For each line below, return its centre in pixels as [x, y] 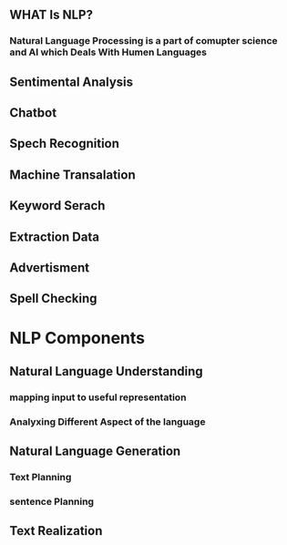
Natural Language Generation [95, 452]
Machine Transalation [72, 175]
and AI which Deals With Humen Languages [108, 52]
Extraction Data [55, 237]
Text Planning [41, 478]
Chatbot [33, 113]
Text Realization [56, 531]
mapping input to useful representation [98, 397]
